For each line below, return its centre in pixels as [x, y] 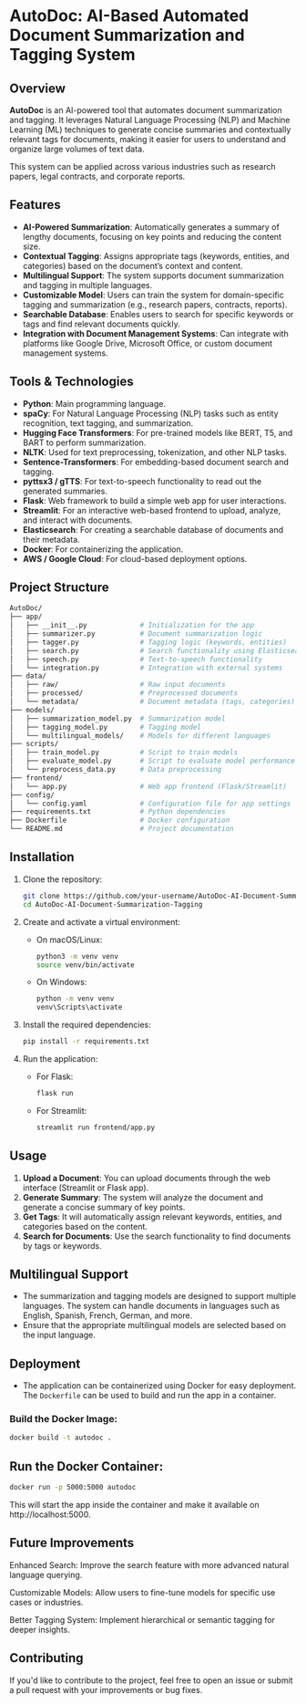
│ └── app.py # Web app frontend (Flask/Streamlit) [148, 786]
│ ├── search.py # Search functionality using [132, 650]
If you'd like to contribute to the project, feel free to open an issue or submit [151, 1680]
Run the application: [60, 1059]
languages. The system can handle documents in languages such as [151, 1306]
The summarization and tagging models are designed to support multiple [159, 1296]
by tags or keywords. [62, 1245]
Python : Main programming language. [94, 403]
